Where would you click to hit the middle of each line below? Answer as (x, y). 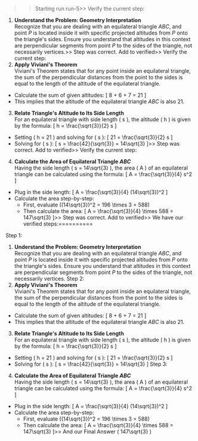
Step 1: (14, 235)
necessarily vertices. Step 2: (49, 279)
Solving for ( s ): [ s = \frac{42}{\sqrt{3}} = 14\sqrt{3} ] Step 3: (91, 364)
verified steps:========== (58, 224)
